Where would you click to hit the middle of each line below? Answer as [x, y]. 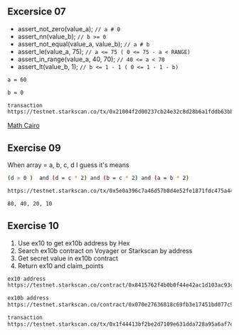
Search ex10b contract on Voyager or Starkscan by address [105, 250]
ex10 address [27, 279]
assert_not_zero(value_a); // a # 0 [69, 28]
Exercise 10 [33, 226]
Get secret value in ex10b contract [68, 258]
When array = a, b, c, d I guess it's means [68, 165]
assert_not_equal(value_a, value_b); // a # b [84, 44]
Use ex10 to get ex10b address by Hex [74, 243]
